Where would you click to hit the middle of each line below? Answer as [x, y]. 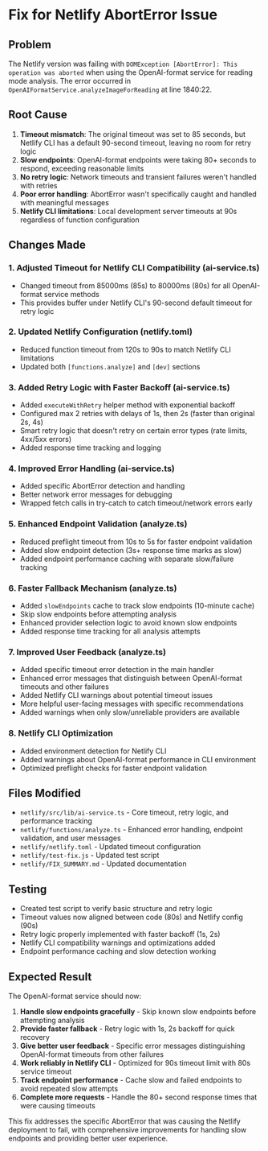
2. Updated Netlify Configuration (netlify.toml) [100, 332]
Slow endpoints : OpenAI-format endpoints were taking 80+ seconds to [138, 159]
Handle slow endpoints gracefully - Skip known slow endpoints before [138, 1012]
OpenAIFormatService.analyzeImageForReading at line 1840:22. [110, 89]
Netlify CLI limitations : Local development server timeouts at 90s [128, 211]
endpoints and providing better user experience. [88, 1139]
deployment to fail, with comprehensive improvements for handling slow [128, 1130]
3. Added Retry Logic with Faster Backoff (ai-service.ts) [119, 387]
